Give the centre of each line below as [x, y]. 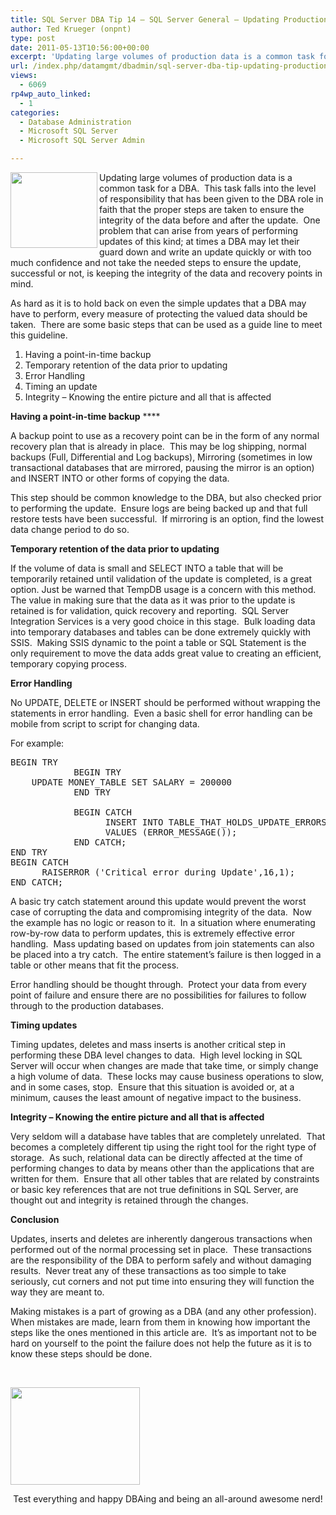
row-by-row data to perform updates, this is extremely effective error [152, 933]
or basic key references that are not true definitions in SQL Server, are [154, 1189]
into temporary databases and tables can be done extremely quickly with [161, 632]
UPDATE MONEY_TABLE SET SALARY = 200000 [132, 782]
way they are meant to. [57, 1292]
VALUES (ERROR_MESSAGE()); [171, 832]
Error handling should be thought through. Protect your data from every [158, 984]
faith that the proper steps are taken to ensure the [202, 209]
